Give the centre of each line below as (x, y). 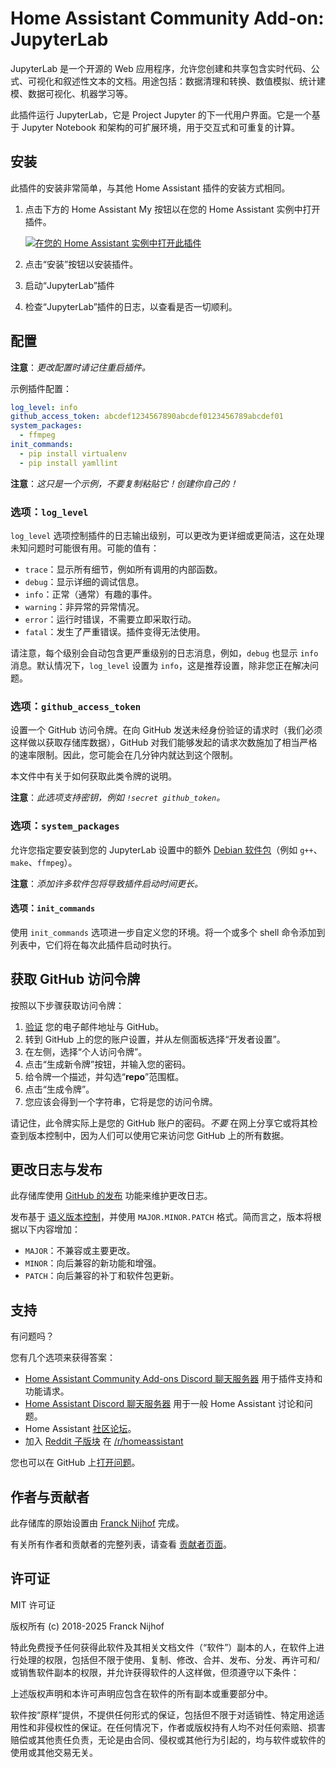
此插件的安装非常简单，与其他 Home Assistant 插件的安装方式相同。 (150, 188)
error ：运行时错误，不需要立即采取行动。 (110, 619)
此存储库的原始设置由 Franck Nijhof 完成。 (97, 1523)
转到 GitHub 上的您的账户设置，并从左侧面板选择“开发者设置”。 (155, 1039)
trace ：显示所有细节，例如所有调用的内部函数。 (123, 569)
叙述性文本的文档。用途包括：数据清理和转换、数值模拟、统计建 (194, 81)
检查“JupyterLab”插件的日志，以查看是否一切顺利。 (131, 306)
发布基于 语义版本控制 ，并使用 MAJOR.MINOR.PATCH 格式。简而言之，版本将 (161, 1217)
